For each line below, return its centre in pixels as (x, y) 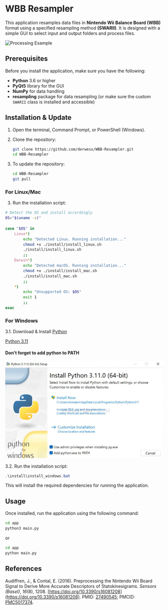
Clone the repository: (34, 139)
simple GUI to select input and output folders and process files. (70, 33)
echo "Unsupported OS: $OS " (52, 292)
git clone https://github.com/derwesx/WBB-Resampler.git (73, 149)
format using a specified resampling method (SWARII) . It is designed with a (83, 28)
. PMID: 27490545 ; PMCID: (107, 596)
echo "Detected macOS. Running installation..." (75, 266)
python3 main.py (22, 529)
